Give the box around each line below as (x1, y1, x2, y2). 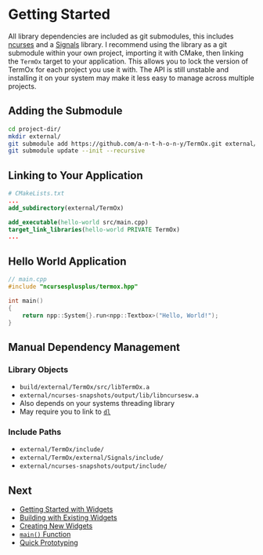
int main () (8, 297, 44, 305)
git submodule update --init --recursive (8, 147, 146, 155)
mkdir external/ (8, 132, 61, 141)
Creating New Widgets (19, 521, 93, 531)
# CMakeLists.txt (8, 190, 65, 198)
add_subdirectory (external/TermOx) (8, 204, 124, 212)
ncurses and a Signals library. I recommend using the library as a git (8, 39, 228, 49)
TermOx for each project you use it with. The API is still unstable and (8, 64, 229, 74)
